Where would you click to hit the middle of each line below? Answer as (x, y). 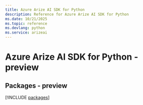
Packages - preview (36, 86)
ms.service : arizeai (26, 33)
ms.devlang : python (25, 28)
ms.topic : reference (26, 23)
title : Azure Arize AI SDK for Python (45, 10)
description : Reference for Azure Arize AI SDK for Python (67, 14)
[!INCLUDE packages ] (27, 97)
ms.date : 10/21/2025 (26, 19)
